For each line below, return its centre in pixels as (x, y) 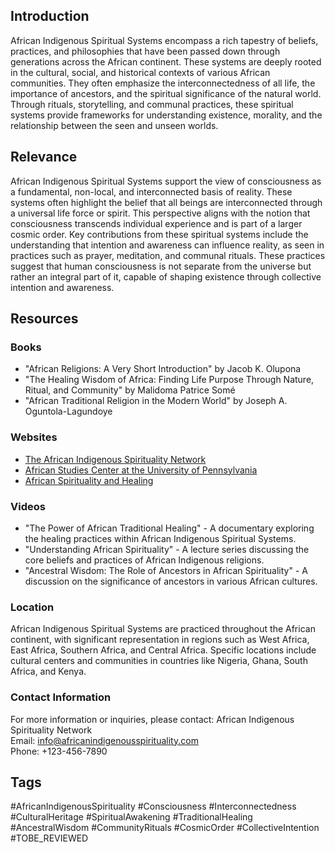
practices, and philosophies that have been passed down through (145, 51)
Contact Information (61, 697)
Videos (28, 506)
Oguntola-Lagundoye (68, 411)
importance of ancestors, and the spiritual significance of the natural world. (166, 93)
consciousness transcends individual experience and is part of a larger (156, 223)
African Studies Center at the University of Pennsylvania (141, 470)
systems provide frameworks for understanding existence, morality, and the (166, 115)
